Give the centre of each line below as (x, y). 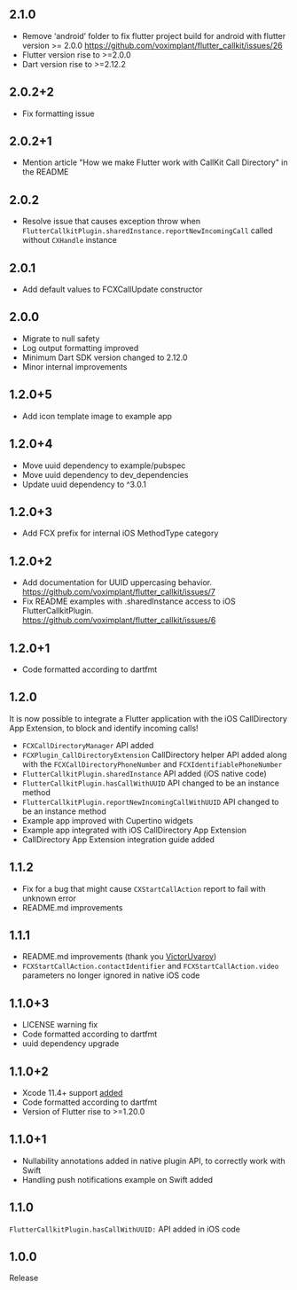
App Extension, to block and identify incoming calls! (104, 728)
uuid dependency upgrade (70, 1044)
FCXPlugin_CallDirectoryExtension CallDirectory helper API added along (154, 754)
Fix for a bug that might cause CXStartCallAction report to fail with (144, 888)
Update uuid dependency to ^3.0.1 (84, 484)
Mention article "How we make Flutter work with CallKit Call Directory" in (155, 162)
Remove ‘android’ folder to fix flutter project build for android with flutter (154, 35)
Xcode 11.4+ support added (72, 1093)
